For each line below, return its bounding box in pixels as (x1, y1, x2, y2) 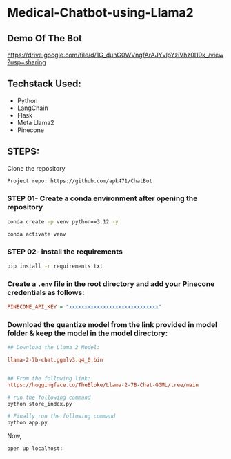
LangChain (17, 104, 48, 112)
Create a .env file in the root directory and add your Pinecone (7, 279, 215, 288)
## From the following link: (7, 375, 91, 382)
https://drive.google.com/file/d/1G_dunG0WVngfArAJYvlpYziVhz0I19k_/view (7, 50, 224, 59)
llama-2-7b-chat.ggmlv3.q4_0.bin (7, 357, 103, 364)
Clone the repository (7, 164, 66, 172)
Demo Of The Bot (7, 32, 83, 44)
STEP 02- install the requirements (7, 247, 123, 256)
